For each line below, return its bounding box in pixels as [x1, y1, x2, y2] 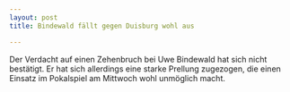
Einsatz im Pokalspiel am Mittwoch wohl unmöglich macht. [9, 72, 226, 83]
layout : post [9, 13, 58, 22]
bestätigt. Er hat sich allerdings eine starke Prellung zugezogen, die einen [9, 63, 281, 74]
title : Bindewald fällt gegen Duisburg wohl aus [9, 21, 195, 30]
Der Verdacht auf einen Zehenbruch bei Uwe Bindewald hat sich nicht [9, 54, 268, 64]
